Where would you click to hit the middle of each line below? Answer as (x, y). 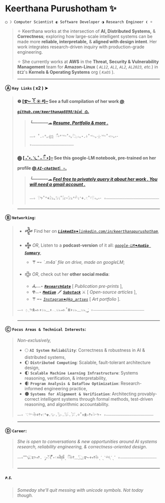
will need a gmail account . (57, 185)
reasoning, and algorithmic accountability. (67, 405)
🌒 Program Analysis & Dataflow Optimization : (72, 383)
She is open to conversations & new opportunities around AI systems (87, 441)
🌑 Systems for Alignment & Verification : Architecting (80, 394)
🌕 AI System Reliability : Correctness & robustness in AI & (85, 350)
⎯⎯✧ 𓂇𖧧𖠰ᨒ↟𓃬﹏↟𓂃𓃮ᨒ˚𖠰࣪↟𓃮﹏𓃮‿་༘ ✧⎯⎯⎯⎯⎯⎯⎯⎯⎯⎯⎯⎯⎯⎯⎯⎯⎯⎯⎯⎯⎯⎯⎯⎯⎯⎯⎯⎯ (81, 310)
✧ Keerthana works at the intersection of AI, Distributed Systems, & (86, 31)
